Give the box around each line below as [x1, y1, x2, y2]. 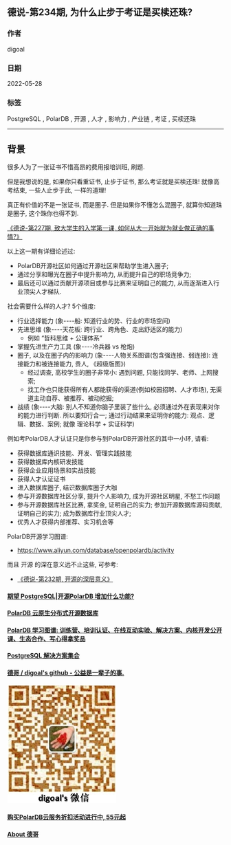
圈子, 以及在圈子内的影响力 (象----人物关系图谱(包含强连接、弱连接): [16, 351, 211, 360]
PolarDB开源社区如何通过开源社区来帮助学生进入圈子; [16, 262, 169, 270]
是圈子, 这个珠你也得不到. [7, 209, 79, 218]
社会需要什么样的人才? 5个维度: [7, 302, 96, 311]
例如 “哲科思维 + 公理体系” [27, 334, 103, 342]
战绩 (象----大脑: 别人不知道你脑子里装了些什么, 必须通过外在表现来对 [16, 403, 214, 411]
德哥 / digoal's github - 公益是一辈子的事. [7, 669, 124, 677]
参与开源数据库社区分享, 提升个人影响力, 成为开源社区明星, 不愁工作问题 [16, 492, 221, 501]
